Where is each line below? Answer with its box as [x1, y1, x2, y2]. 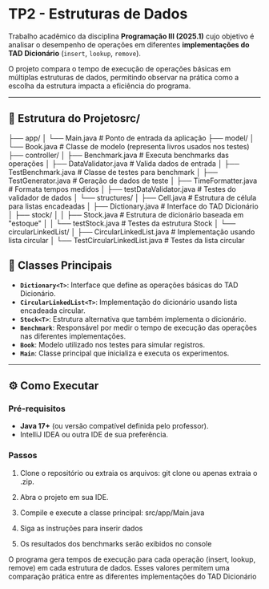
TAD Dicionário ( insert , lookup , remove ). [8, 48, 142, 58]
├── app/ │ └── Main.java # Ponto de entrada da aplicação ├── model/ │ [8, 133, 255, 143]
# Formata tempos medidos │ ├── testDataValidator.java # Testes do [8, 184, 236, 193]
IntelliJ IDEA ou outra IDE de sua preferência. [19, 430, 169, 440]
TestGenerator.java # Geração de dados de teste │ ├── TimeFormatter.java [8, 176, 258, 185]
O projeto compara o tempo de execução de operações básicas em [8, 63, 231, 73]
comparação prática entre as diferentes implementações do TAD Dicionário [8, 571, 257, 581]
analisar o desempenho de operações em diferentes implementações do [8, 39, 250, 49]
